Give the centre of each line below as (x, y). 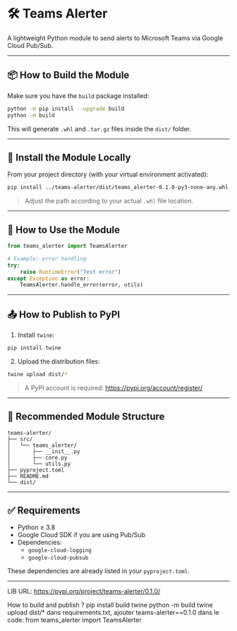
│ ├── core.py (38, 457)
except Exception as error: (49, 278)
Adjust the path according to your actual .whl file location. (109, 201)
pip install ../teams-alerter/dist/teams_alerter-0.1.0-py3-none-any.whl (118, 188)
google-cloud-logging (60, 551)
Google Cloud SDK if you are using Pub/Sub (81, 535)
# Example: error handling (47, 258)
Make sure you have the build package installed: (78, 95)
